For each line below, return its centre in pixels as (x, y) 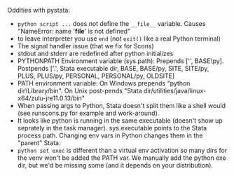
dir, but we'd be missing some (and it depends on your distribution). (115, 165)
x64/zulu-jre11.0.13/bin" (51, 98)
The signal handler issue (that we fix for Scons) (85, 46)
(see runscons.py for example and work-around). (88, 113)
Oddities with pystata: (39, 10)
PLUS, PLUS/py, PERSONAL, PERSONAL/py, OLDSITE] (96, 76)
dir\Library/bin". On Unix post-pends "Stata (80, 91)
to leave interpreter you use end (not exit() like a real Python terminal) (119, 39)
